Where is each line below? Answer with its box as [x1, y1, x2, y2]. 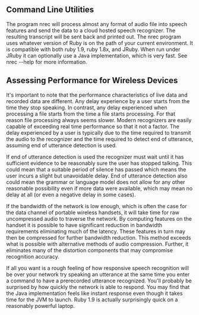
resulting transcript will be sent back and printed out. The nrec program [6, 33, 181, 40]
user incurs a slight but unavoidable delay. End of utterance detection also [6, 172, 188, 179]
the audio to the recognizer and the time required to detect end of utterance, [6, 135, 194, 142]
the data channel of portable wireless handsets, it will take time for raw [6, 209, 179, 216]
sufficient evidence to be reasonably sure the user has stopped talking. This [6, 160, 192, 167]
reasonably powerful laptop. [6, 302, 75, 309]
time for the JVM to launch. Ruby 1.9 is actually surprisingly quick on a [6, 296, 178, 303]
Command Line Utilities [6, 5, 94, 15]
